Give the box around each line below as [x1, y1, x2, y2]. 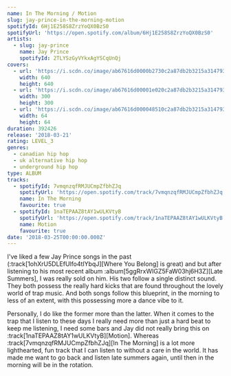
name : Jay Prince [19, 49, 69, 56]
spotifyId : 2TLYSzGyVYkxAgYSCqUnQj [19, 55, 122, 62]
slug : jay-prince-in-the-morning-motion [7, 16, 125, 23]
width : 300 [19, 93, 51, 100]
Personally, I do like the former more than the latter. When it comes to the [7, 310, 214, 318]
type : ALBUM [7, 170, 41, 177]
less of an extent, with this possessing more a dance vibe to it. [7, 296, 184, 305]
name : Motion [19, 221, 57, 228]
